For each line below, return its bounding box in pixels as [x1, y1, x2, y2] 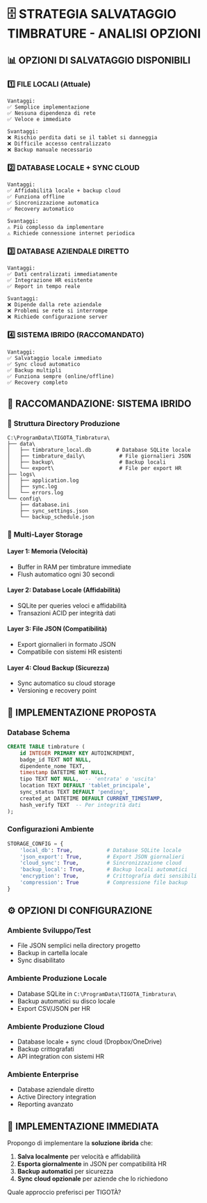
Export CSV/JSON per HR [17, 1004, 90, 1012]
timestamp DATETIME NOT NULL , [19, 769, 108, 776]
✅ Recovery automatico [7, 205, 74, 213]
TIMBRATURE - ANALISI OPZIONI [7, 26, 201, 42]
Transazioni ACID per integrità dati [17, 608, 116, 617]
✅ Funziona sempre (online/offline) [7, 372, 115, 380]
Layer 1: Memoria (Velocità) [7, 547, 88, 555]
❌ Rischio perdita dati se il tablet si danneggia [7, 134, 158, 141]
